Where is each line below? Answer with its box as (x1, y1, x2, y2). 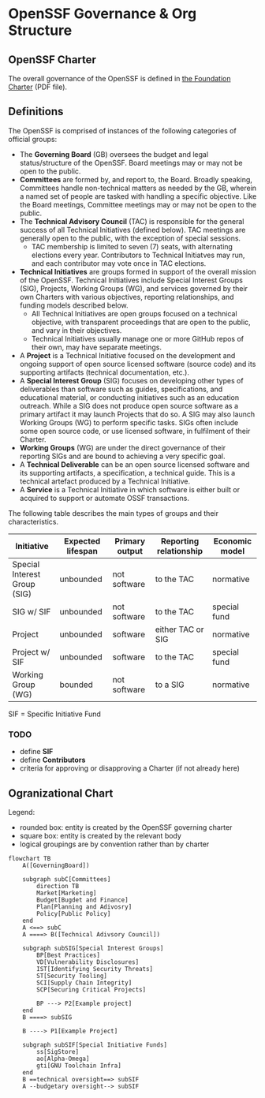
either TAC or (155, 624, 204, 635)
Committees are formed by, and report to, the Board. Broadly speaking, (19, 174, 252, 184)
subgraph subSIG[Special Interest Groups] (22, 944, 164, 952)
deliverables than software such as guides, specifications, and (19, 384, 223, 394)
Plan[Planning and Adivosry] (36, 902, 132, 911)
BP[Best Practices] (36, 951, 101, 959)
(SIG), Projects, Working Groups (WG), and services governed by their (19, 283, 248, 293)
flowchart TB (8, 854, 51, 862)
